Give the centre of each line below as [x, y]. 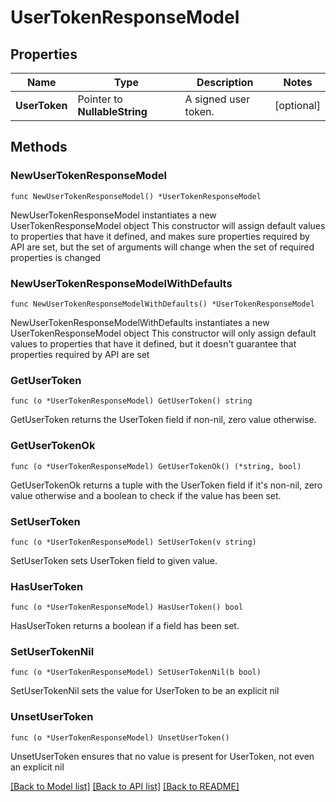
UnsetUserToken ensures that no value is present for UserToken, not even [162, 756]
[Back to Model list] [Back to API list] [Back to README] [125, 786]
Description [225, 82]
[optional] [297, 105]
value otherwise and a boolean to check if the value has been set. [146, 495]
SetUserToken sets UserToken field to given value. [114, 560]
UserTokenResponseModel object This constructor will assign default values [168, 225]
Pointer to [100, 99]
